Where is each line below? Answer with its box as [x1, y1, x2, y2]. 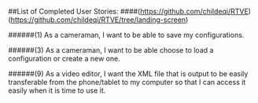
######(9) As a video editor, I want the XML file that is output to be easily [8, 69, 249, 78]
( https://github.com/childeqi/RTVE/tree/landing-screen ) [8, 15, 189, 24]
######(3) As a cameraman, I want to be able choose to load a [8, 46, 214, 54]
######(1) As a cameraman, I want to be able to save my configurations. [8, 31, 245, 39]
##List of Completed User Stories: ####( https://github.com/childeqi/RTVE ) [8, 7, 252, 16]
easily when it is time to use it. [8, 86, 106, 95]
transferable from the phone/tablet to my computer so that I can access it [8, 78, 246, 86]
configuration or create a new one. [8, 54, 120, 63]
